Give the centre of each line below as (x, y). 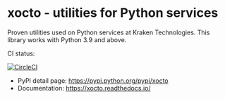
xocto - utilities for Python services (113, 13)
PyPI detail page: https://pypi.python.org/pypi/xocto (93, 80)
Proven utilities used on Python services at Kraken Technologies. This (109, 32)
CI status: (21, 53)
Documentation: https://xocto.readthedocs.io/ (84, 88)
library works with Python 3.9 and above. (67, 39)
